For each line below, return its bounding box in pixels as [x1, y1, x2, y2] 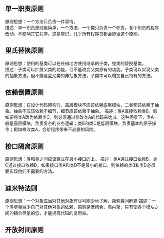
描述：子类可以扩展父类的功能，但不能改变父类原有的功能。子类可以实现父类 [5, 66, 159, 72]
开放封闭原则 [5, 226, 44, 234]
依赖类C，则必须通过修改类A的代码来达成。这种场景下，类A [33, 114, 154, 120]
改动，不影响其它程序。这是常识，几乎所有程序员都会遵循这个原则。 [5, 31, 142, 37]
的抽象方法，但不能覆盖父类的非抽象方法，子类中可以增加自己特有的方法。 [5, 72, 155, 78]
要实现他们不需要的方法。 [5, 168, 57, 174]
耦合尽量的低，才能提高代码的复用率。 [13, 210, 91, 216]
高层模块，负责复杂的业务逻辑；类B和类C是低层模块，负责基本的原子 [13, 120, 152, 126]
